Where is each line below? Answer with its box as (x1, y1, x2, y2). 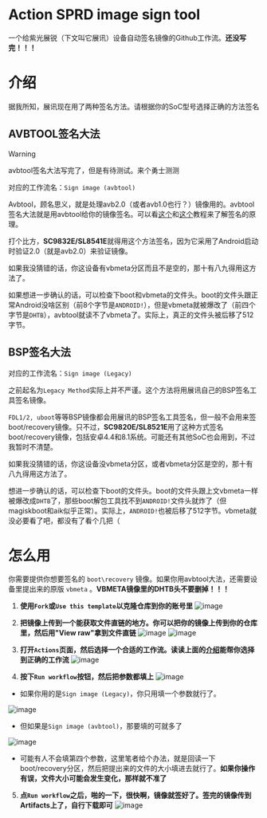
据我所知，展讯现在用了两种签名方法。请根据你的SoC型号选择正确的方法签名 (8, 101, 260, 111)
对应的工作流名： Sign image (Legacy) (8, 368, 133, 378)
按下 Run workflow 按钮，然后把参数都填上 (19, 672, 154, 682)
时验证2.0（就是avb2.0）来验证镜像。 (8, 246, 133, 256)
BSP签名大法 (8, 345, 72, 360)
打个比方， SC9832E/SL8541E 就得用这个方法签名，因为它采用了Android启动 (8, 236, 259, 246)
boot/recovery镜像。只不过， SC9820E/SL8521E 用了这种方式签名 (8, 422, 224, 431)
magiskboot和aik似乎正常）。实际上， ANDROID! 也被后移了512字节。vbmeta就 (8, 505, 257, 515)
